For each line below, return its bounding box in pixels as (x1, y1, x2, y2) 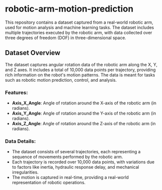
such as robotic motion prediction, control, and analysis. (5, 77, 117, 83)
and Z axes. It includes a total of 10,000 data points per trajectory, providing (5, 67, 156, 73)
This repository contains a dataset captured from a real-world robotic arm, (5, 19, 153, 25)
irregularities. (12, 169, 39, 175)
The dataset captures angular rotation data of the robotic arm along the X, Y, (5, 61, 158, 67)
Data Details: (5, 138, 36, 145)
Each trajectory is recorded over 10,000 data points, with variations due (12, 159, 155, 165)
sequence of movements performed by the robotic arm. (12, 154, 123, 160)
